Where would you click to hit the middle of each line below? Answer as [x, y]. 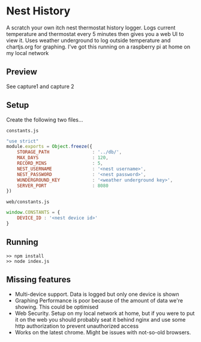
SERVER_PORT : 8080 [63, 186]
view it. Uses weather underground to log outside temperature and [88, 40]
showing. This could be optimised [57, 307]
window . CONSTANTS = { [33, 213]
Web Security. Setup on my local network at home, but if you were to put [105, 313]
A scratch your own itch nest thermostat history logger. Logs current [91, 28]
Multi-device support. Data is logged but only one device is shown [97, 294]
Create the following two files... [45, 119]
